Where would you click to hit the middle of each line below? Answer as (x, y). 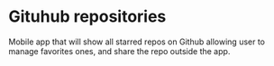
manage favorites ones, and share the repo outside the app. (119, 51)
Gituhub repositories (87, 17)
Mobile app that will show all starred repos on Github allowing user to (137, 42)
